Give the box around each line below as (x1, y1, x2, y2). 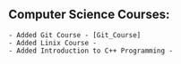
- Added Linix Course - (8, 38, 98, 47)
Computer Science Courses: (8, 7, 170, 22)
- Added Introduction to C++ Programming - (8, 46, 174, 55)
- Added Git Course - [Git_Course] (8, 30, 142, 39)
